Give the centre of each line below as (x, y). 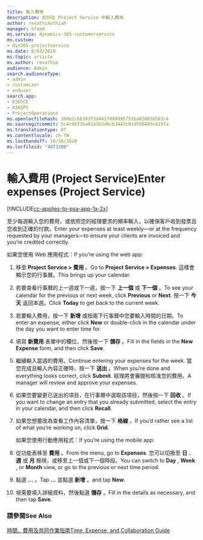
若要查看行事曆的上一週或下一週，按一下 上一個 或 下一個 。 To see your (105, 287)
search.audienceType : (34, 74)
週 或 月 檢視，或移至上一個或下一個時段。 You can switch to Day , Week (105, 460)
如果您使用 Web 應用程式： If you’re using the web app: (75, 254)
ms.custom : (20, 40)
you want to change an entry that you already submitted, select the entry (106, 402)
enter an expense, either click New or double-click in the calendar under (106, 322)
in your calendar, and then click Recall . (64, 408)
